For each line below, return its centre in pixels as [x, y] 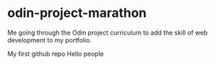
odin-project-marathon [77, 13]
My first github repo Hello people [56, 54]
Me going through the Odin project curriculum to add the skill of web [107, 32]
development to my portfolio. [50, 40]
